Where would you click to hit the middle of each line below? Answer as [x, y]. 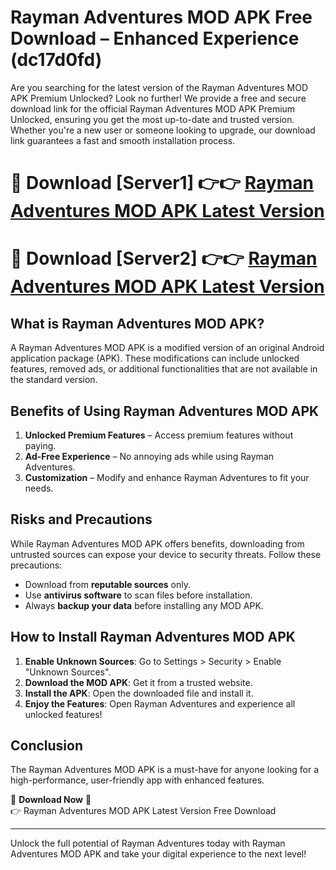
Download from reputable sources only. [108, 584]
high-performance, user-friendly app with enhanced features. [137, 780]
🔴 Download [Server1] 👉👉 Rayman [162, 183]
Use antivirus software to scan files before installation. [138, 595]
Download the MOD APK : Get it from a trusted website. [138, 682]
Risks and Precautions [81, 519]
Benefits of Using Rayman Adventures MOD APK [165, 411]
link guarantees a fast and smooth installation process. [123, 140]
